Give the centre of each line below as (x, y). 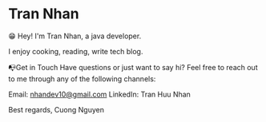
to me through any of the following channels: (82, 79)
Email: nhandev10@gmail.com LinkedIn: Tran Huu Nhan (99, 94)
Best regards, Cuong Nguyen (56, 109)
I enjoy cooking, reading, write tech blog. (76, 51)
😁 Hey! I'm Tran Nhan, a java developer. (75, 36)
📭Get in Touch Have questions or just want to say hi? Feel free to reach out (133, 67)
